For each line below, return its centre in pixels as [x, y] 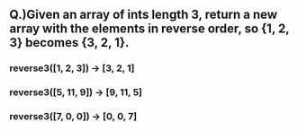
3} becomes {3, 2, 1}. [69, 43]
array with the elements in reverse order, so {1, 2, [149, 29]
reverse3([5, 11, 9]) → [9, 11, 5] [76, 92]
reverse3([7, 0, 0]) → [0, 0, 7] [73, 117]
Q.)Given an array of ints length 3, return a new [143, 15]
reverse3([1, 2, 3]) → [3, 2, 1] [72, 68]
